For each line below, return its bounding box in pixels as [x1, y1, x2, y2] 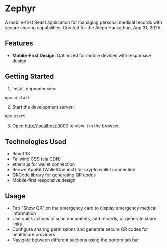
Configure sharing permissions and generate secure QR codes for [12, 226, 148, 232]
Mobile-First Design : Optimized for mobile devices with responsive [12, 52, 151, 58]
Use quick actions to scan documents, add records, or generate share [12, 215, 157, 221]
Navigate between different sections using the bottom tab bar [12, 237, 139, 243]
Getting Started [5, 72, 54, 81]
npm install [5, 95, 30, 100]
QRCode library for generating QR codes [12, 172, 96, 178]
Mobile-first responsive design [12, 177, 76, 183]
